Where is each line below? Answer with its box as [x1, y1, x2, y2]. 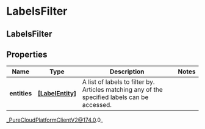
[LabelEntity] [37, 89, 76, 98]
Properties [6, 49, 48, 59]
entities [9, 89, 32, 98]
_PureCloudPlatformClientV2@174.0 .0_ [6, 116, 103, 123]
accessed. [82, 101, 112, 109]
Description [109, 67, 145, 76]
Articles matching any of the [82, 86, 163, 94]
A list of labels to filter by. [82, 78, 155, 86]
